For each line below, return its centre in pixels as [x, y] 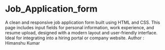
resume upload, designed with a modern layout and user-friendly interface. [81, 33]
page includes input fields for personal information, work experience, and [80, 27]
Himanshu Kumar [23, 43]
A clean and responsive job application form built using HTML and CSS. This [82, 22]
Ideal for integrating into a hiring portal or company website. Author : [75, 38]
